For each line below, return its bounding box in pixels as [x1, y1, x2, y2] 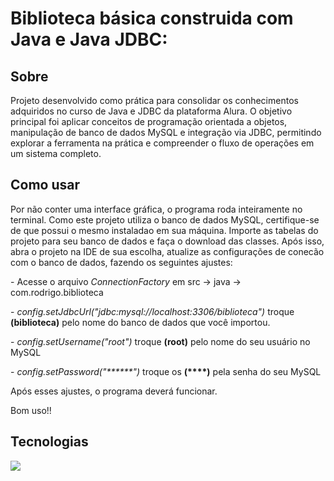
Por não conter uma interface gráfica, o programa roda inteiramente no [10, 203, 303, 215]
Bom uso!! [10, 404, 52, 416]
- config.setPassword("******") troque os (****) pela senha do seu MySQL [10, 365, 322, 377]
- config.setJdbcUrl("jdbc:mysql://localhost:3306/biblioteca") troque [10, 305, 295, 317]
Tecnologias [10, 433, 89, 451]
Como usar [10, 177, 81, 194]
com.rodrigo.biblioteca [10, 286, 104, 298]
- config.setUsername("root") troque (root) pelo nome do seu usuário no [10, 335, 311, 347]
